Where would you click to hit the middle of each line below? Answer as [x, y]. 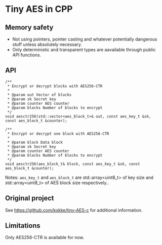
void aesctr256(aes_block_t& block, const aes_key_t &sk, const [73, 164]
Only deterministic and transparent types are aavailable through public [84, 50]
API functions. [26, 55]
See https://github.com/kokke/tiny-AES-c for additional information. [74, 210]
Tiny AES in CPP [39, 9]
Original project [30, 198]
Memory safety [29, 27]
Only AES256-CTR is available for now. [45, 238]
